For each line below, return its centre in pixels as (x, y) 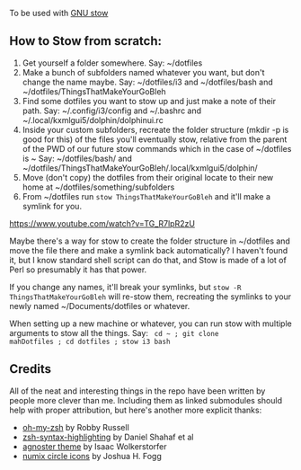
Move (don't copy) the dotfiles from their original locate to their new (148, 177)
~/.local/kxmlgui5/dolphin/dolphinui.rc (93, 120)
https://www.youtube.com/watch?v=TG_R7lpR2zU (102, 223)
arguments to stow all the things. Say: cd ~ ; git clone (114, 333)
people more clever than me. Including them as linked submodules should (146, 400)
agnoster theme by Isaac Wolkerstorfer (95, 446)
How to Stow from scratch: (86, 41)
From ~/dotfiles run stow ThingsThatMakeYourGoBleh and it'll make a (146, 196)
